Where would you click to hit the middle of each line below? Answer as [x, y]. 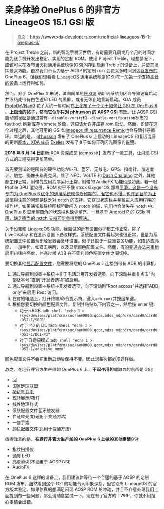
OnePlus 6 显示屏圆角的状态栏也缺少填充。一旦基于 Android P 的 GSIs [75, 212]
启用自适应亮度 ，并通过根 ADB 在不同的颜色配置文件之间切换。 [68, 253]
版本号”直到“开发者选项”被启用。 [49, 280]
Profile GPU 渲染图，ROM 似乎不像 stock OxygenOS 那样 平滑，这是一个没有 [82, 187]
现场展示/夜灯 [26, 398]
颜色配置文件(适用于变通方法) [42, 428]
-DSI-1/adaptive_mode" [42, 349]
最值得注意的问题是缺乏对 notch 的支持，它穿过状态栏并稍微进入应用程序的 [81, 200]
